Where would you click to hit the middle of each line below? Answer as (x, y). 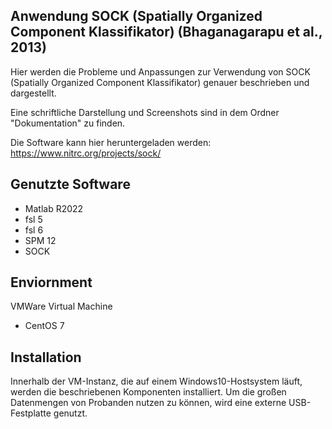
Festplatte (31, 413)
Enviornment (51, 282)
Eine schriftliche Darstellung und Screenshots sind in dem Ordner (145, 112)
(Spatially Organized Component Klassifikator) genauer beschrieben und (160, 82)
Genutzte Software (70, 184)
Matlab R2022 (54, 208)
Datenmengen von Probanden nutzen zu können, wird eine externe (148, 403)
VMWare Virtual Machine (61, 306)
